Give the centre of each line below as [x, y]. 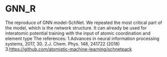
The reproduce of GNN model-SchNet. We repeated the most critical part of [84, 22]
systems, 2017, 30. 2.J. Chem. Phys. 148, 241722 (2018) [63, 43]
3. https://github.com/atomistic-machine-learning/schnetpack [68, 49]
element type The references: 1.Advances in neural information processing [82, 38]
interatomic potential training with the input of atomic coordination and [78, 33]
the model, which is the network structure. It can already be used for [76, 27]
